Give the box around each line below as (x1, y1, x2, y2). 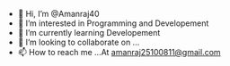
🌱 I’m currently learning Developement (17, 28, 161, 37)
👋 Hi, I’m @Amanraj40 (17, 9, 100, 19)
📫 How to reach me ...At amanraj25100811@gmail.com (17, 47, 222, 57)
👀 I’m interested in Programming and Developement (17, 18, 209, 29)
